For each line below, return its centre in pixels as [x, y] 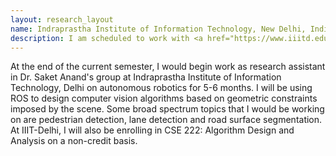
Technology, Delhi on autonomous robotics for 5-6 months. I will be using [161, 88]
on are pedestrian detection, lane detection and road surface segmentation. [166, 120]
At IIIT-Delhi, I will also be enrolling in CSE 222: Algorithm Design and [152, 130]
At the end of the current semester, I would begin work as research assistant [168, 67]
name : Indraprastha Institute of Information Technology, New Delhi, [158, 29]
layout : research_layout [62, 19]
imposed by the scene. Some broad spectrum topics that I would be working [167, 109]
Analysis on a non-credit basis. [74, 141]
